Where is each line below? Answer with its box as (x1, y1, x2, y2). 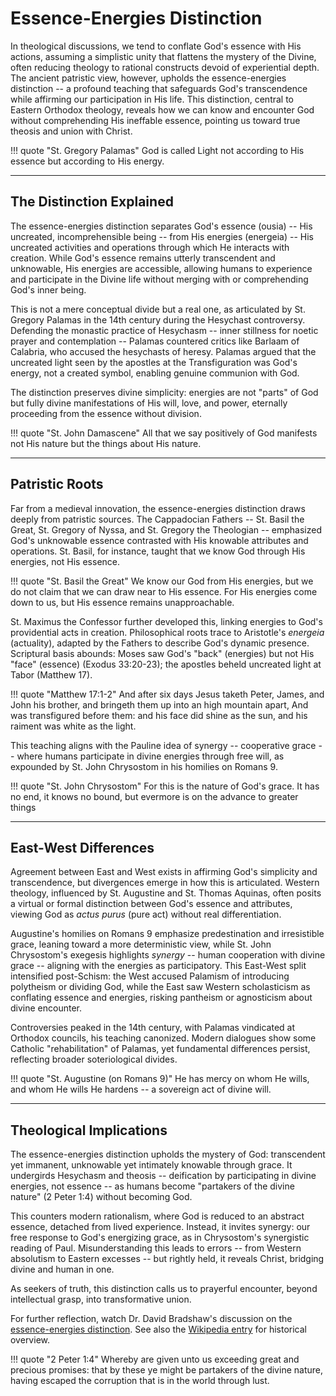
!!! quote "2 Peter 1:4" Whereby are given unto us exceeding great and (10, 1353, 300, 1366)
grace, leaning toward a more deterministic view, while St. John (10, 938, 272, 951)
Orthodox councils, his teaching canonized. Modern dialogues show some (10, 1032, 317, 1044)
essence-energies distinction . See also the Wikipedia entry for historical (10, 1323, 308, 1336)
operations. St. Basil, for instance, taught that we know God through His (10, 545, 306, 557)
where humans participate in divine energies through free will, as (16, 750, 285, 762)
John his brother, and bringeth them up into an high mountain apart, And (10, 698, 309, 711)
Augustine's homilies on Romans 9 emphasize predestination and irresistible (10, 928, 325, 940)
